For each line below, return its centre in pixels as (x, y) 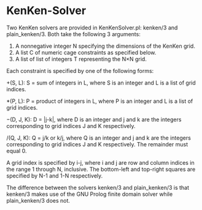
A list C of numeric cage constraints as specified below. (86, 52)
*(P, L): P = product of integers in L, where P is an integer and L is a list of (100, 101)
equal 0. (17, 151)
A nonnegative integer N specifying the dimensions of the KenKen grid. (105, 46)
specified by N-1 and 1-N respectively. (55, 176)
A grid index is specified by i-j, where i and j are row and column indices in (100, 162)
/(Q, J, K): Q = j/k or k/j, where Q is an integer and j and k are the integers (99, 138)
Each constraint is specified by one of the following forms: (80, 70)
